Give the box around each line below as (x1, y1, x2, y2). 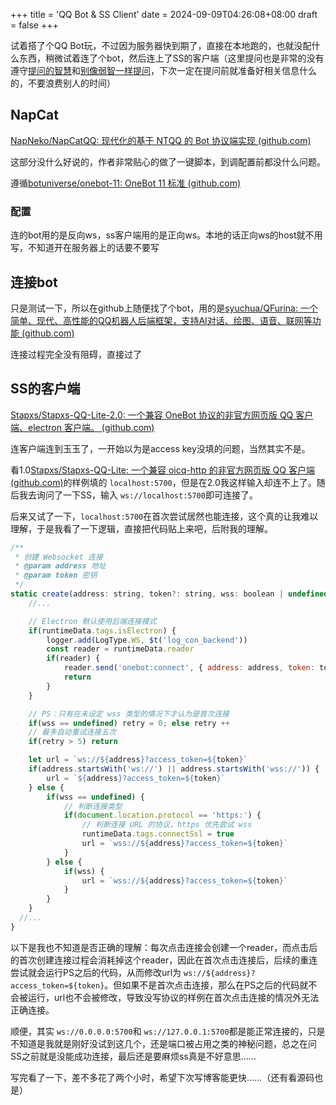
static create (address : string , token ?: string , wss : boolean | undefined (10, 589, 329, 599)
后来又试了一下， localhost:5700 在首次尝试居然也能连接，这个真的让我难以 (10, 510, 319, 522)
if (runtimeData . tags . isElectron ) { (28, 625, 177, 636)
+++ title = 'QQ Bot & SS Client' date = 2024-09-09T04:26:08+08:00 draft (10, 9, 318, 20)
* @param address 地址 (14, 561, 107, 571)
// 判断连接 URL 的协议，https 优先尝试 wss (81, 820, 253, 830)
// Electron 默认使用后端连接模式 (28, 616, 157, 626)
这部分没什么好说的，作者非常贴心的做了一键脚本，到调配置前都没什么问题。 (10, 155, 326, 168)
